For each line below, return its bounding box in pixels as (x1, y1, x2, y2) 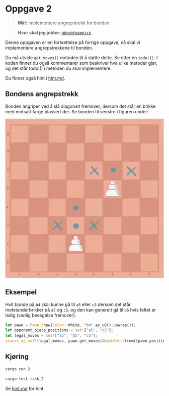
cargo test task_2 (5, 376, 44, 381)
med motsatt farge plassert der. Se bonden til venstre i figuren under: (5, 108, 149, 114)
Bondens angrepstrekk (5, 90, 79, 99)
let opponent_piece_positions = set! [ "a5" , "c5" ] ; (5, 328, 114, 333)
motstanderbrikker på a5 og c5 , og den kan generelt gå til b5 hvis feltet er (5, 306, 156, 313)
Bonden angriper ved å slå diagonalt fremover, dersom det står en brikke (5, 103, 156, 109)
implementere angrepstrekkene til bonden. (5, 45, 94, 51)
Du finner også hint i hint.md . (5, 75, 65, 81)
